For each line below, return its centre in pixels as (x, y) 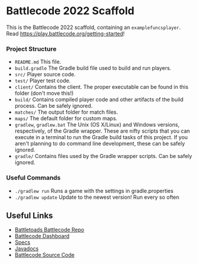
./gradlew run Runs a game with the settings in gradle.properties (94, 191)
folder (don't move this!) (44, 94)
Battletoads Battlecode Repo (49, 230)
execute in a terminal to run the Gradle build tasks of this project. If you (101, 137)
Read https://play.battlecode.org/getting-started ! (66, 33)
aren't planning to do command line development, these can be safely (100, 144)
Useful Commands (33, 178)
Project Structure (31, 49)
